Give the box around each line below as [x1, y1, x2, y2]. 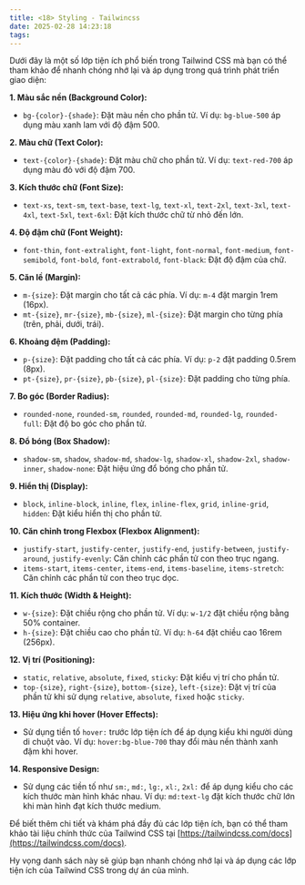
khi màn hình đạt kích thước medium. [22, 800, 162, 811]
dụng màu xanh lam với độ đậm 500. [22, 119, 160, 130]
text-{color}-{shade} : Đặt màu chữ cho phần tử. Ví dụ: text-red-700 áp [22, 155, 293, 166]
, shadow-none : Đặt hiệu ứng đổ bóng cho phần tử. [43, 463, 229, 474]
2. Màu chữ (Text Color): [9, 137, 104, 148]
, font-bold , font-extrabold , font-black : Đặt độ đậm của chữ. [56, 254, 287, 265]
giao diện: [9, 75, 47, 86]
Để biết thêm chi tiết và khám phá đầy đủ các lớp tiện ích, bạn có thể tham [9, 819, 289, 829]
